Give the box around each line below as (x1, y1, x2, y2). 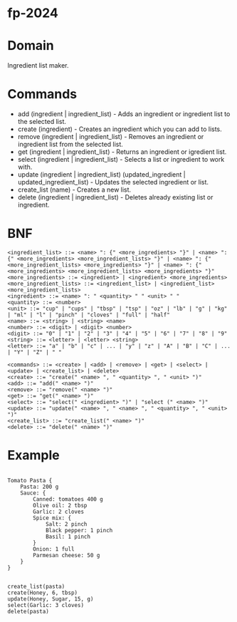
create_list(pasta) (7, 583, 65, 590)
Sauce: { (20, 489, 46, 497)
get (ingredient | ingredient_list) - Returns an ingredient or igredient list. (17, 147, 227, 156)
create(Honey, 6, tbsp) (7, 589, 78, 596)
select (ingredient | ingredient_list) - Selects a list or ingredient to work (17, 155, 225, 164)
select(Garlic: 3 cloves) (7, 601, 84, 608)
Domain (7, 38, 55, 54)
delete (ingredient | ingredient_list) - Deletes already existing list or (17, 193, 214, 202)
